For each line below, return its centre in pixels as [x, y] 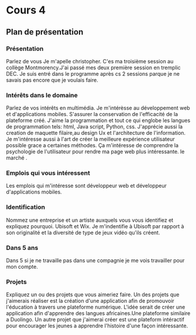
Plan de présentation [45, 32]
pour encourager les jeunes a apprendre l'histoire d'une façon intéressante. [97, 326]
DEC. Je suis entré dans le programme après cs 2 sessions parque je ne [93, 73]
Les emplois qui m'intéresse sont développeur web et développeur [86, 186]
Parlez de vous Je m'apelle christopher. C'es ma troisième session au [90, 61]
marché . [17, 158]
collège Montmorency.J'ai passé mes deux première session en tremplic [94, 67]
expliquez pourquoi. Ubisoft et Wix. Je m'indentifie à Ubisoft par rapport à [95, 226]
